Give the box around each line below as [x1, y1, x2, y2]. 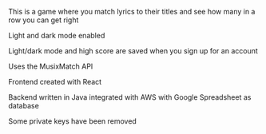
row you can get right [8, 15, 79, 25]
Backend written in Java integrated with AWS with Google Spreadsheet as [8, 93, 252, 102]
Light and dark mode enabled [8, 31, 105, 40]
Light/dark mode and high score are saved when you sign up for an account [8, 46, 258, 55]
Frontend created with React [8, 77, 102, 86]
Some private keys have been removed [8, 116, 137, 126]
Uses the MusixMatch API [8, 61, 93, 71]
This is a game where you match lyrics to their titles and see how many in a [8, 7, 256, 16]
